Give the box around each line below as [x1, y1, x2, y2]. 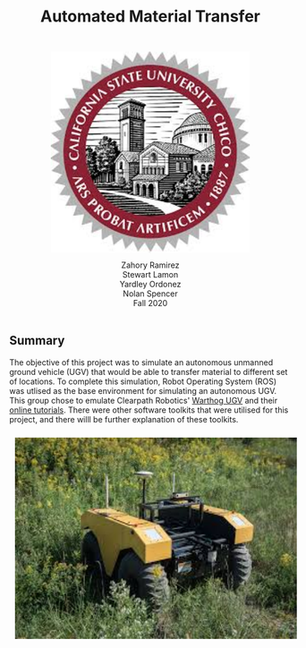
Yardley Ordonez [119, 278, 182, 289]
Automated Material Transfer [39, 6, 261, 27]
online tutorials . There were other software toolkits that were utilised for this [9, 405, 289, 415]
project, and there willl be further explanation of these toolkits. [9, 414, 239, 424]
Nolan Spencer [123, 288, 178, 299]
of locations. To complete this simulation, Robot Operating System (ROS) [9, 376, 277, 387]
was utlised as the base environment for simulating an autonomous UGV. [9, 385, 277, 396]
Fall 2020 [132, 297, 168, 308]
